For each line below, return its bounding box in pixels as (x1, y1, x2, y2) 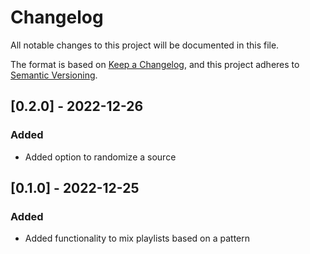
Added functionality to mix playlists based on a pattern (24, 232, 250, 245)
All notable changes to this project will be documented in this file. (10, 39, 280, 51)
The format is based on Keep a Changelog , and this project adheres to (10, 58, 300, 70)
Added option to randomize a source (24, 151, 177, 163)
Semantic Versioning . (10, 69, 98, 81)
